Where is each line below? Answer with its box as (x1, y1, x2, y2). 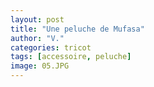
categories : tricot (10, 42, 92, 53)
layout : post (10, 14, 65, 25)
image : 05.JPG (10, 61, 70, 71)
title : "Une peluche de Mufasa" (10, 24, 145, 34)
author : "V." (10, 33, 65, 43)
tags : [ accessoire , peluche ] (10, 52, 132, 62)
